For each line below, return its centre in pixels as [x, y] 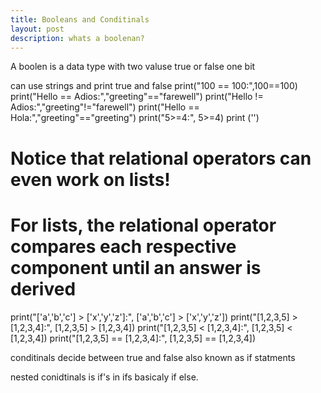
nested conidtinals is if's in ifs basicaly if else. [104, 377]
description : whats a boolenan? [77, 38]
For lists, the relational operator [143, 225]
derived [43, 288]
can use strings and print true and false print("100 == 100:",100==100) [154, 86]
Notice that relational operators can [161, 158]
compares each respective [123, 246]
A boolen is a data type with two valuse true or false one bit [133, 67]
